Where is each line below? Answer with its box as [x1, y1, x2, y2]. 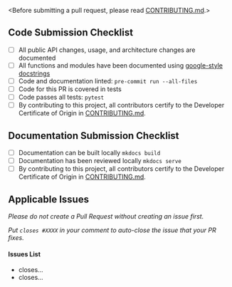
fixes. [8, 234, 24, 241]
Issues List [8, 249, 41, 259]
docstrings [18, 69, 51, 78]
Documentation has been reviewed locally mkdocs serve [18, 157, 182, 165]
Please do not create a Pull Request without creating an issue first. [8, 212, 204, 220]
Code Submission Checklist [8, 26, 134, 38]
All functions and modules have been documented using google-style [18, 61, 223, 70]
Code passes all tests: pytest [18, 93, 105, 102]
